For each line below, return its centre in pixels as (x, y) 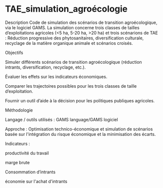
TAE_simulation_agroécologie (66, 9)
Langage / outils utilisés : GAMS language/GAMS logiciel (62, 119)
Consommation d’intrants (30, 172)
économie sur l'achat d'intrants (36, 181)
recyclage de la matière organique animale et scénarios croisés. (69, 43)
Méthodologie (19, 110)
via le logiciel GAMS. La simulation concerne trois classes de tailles (72, 27)
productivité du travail (27, 153)
